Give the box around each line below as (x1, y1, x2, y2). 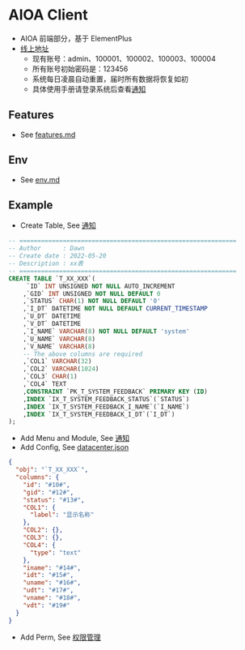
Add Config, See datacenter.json (19, 443, 129, 452)
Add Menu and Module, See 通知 (19, 434, 130, 443)
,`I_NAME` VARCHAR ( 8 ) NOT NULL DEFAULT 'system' (23, 327, 190, 336)
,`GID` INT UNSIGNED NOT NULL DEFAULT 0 (23, 289, 161, 297)
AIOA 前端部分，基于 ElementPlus (19, 33, 133, 43)
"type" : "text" (29, 549, 82, 557)
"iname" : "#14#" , (23, 563, 82, 572)
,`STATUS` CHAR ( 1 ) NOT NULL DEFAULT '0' (23, 297, 161, 306)
